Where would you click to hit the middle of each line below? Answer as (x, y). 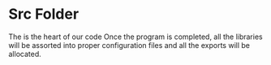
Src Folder (44, 14)
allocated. (25, 54)
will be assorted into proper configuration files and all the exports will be (129, 45)
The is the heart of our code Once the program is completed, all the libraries (135, 37)
